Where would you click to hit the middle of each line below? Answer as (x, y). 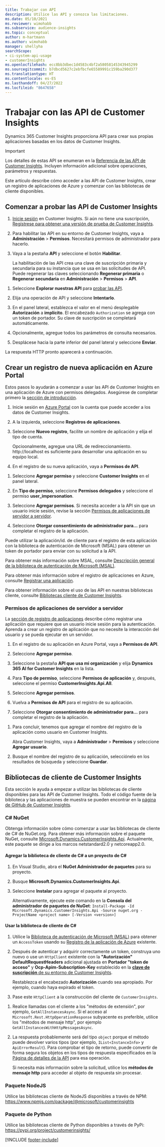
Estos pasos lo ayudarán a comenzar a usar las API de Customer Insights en (82, 387)
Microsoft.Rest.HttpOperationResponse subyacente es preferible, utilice (85, 1017)
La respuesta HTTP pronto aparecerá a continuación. (59, 352)
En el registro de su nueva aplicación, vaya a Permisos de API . (76, 467)
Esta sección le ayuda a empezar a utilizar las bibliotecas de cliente (73, 789)
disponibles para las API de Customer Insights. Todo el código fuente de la (81, 794)
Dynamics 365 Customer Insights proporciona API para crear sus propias (79, 136)
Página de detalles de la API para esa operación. (61, 1058)
